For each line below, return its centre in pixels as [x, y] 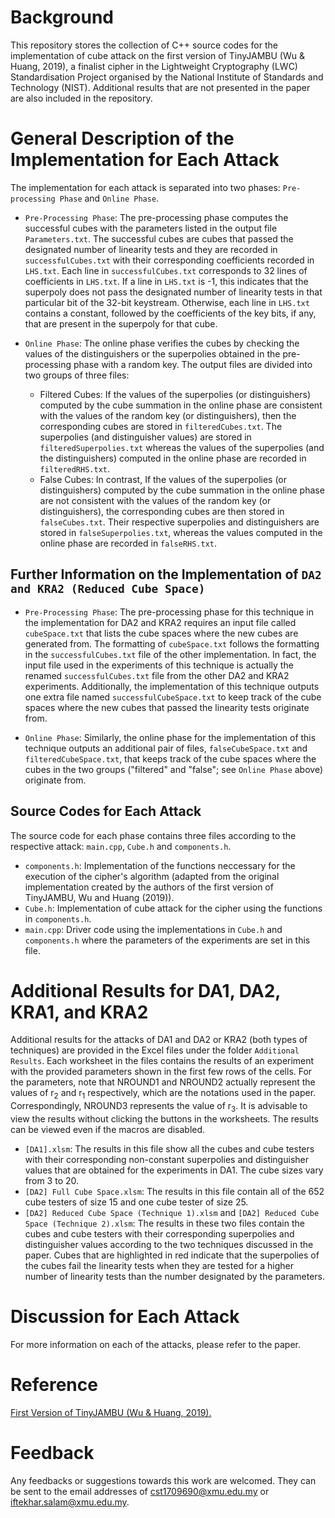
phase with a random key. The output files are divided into [193, 364]
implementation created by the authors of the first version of [149, 887]
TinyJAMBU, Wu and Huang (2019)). [99, 897]
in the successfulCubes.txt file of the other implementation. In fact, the [170, 654]
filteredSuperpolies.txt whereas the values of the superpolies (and [182, 447]
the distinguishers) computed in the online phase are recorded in [173, 458]
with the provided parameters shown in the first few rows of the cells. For [161, 1072]
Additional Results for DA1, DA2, [145, 990]
